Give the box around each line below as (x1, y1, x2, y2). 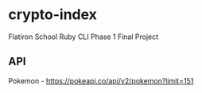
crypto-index (8, 6, 98, 24)
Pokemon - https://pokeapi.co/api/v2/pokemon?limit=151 (8, 76, 194, 85)
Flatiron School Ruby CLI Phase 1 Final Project (8, 32, 159, 41)
